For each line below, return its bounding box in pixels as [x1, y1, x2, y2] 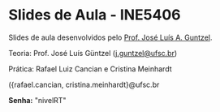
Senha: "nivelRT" [8, 95, 67, 105]
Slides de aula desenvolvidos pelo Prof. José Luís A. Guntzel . [8, 32, 213, 42]
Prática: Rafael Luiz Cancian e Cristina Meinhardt [8, 63, 172, 74]
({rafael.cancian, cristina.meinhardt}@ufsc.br [8, 80, 160, 89]
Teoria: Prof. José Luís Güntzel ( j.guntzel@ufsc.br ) [8, 48, 178, 58]
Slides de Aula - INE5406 [8, 6, 181, 24]
